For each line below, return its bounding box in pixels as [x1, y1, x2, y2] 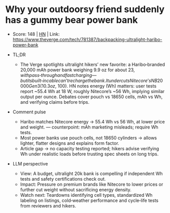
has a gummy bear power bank [5, 14, 138, 26]
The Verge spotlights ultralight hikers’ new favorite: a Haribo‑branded [20, 61, 165, 67]
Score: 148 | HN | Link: [12, 31, 60, 37]
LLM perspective [12, 160, 48, 166]
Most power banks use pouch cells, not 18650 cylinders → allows [20, 135, 157, 141]
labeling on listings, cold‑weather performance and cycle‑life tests [20, 197, 159, 203]
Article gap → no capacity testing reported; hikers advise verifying [20, 145, 159, 151]
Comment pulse [12, 109, 46, 115]
